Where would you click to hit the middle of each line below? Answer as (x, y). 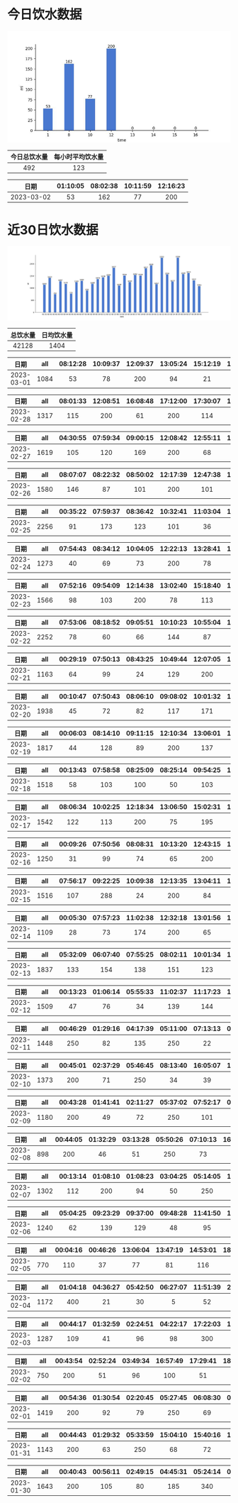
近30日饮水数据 (53, 230)
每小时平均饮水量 (79, 157)
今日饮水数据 (45, 15)
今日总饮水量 (29, 157)
